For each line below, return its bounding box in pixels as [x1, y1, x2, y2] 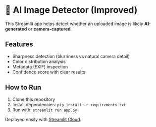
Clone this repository [12, 96, 55, 102]
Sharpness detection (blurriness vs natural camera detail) [12, 53, 130, 59]
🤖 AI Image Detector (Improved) [5, 4, 138, 16]
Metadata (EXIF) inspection [12, 63, 68, 69]
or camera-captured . [28, 26, 72, 32]
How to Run [5, 83, 42, 92]
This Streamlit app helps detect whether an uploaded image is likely [5, 21, 144, 27]
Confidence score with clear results [12, 69, 85, 75]
